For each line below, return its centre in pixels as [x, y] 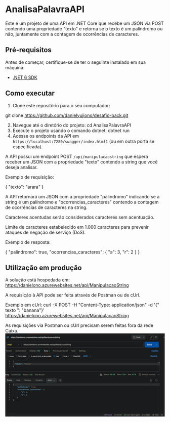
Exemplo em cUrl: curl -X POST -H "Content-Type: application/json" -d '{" [82, 305]
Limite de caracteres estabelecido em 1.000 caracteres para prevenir [77, 227]
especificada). [28, 146]
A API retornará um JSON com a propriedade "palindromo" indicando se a [82, 196]
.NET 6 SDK [25, 77]
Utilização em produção [44, 267]
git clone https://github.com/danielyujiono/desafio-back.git [67, 115]
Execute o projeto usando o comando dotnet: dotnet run [71, 131]
